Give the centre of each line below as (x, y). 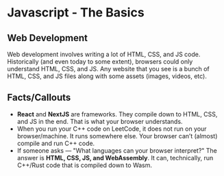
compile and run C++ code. (56, 143)
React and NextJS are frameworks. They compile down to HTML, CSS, (117, 114)
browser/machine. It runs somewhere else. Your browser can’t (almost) (117, 136)
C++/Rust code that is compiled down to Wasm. (85, 165)
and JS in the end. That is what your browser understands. (100, 121)
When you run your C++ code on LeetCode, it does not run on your (112, 129)
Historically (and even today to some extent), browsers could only (100, 62)
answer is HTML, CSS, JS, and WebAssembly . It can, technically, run (115, 158)
